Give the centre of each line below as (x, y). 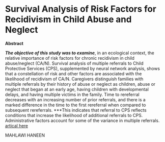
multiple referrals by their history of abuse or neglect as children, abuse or (80, 84)
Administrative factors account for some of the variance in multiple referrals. (82, 120)
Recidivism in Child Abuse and (68, 19)
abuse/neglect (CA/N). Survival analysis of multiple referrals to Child (74, 63)
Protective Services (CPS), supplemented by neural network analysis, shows (82, 68)
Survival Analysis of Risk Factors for (81, 9)
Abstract (14, 43)
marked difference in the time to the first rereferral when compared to (76, 105)
